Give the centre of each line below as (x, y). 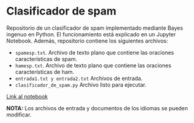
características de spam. (46, 59)
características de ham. (45, 71)
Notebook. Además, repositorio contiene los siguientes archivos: (87, 41)
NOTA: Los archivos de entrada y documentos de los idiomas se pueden (97, 108)
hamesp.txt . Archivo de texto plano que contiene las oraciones (93, 65)
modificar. (19, 115)
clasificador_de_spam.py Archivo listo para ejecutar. (81, 85)
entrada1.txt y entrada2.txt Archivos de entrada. (79, 78)
